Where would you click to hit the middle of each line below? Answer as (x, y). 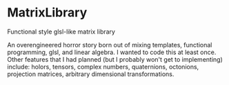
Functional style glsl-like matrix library (61, 32)
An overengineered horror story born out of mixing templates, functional (110, 45)
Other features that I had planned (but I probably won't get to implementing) (115, 59)
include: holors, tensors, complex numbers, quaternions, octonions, (103, 66)
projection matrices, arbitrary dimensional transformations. (91, 74)
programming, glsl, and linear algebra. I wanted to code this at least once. (112, 52)
